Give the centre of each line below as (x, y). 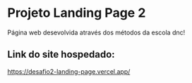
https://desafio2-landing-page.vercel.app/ (69, 71)
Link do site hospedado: (61, 55)
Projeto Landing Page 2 (77, 13)
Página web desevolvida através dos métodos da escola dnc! (96, 32)
